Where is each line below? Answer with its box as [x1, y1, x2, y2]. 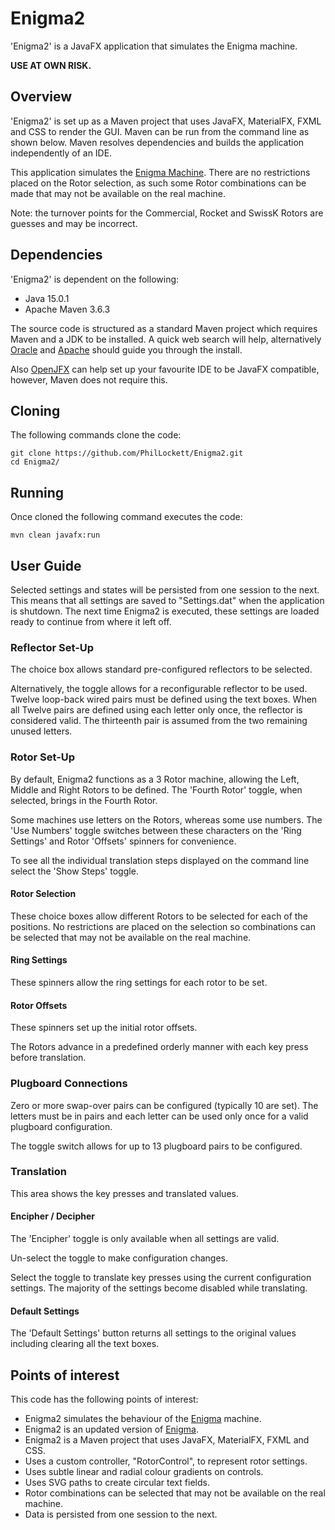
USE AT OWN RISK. [10, 59, 92, 71]
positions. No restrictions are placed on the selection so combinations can [10, 920, 316, 932]
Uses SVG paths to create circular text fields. [24, 1477, 210, 1489]
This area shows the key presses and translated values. [10, 1187, 239, 1199]
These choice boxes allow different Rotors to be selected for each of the [10, 910, 308, 922]
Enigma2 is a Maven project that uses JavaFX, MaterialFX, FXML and [24, 1434, 310, 1446]
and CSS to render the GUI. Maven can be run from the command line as [10, 125, 310, 137]
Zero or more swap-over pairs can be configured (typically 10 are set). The [10, 1099, 319, 1111]
